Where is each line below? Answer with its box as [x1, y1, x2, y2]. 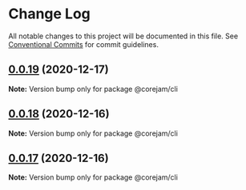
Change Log [8, 5, 91, 23]
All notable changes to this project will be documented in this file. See [8, 31, 239, 41]
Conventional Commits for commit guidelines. [8, 39, 159, 49]
